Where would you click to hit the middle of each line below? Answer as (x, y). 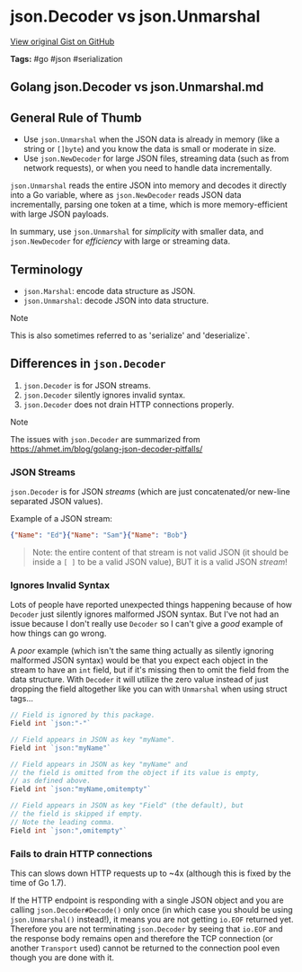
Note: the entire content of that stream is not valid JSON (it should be (160, 552)
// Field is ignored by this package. (83, 715)
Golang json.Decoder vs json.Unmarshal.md (137, 87)
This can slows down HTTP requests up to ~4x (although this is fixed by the (151, 873)
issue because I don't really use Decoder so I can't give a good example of (147, 624)
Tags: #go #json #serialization (67, 58)
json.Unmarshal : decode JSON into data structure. (116, 300)
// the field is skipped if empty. (77, 814)
